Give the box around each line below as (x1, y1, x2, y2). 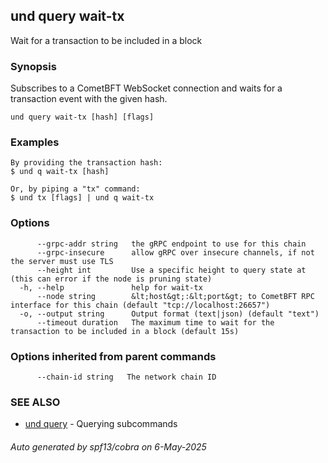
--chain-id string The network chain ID (36, 372, 217, 382)
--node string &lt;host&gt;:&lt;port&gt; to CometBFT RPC (36, 291, 315, 301)
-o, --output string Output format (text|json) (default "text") (19, 309, 320, 319)
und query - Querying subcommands (24, 418, 178, 430)
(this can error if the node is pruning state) (10, 274, 213, 284)
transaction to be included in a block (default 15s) (10, 326, 240, 336)
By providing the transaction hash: (10, 158, 163, 168)
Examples (10, 135, 60, 149)
